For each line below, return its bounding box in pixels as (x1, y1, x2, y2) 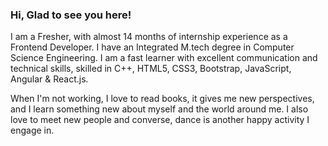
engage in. (10, 124, 55, 137)
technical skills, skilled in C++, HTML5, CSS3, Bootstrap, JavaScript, (10, 63, 292, 75)
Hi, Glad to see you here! (10, 8, 132, 22)
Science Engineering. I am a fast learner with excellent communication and (10, 52, 318, 64)
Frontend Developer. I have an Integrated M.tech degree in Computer (10, 41, 295, 53)
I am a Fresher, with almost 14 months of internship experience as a (10, 31, 288, 43)
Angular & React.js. (10, 73, 89, 85)
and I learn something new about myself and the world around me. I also (10, 103, 309, 115)
